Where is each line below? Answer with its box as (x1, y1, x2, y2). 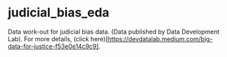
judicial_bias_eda (8, 5, 110, 21)
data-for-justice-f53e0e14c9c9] (8, 42, 99, 50)
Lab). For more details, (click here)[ (8, 34, 108, 43)
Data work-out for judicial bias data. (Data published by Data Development (8, 27, 220, 36)
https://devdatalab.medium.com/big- (107, 34, 213, 43)
